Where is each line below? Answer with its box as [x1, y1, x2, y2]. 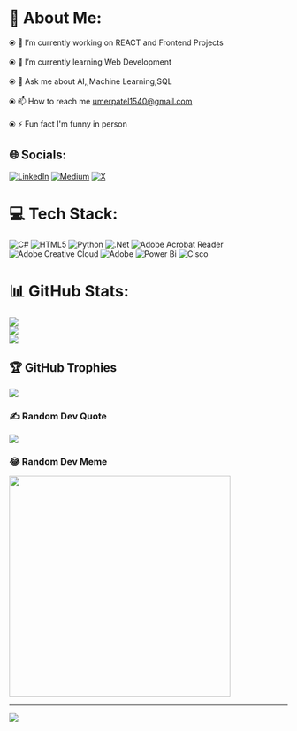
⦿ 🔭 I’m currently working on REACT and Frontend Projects [9, 37, 224, 48]
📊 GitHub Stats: [9, 281, 130, 301]
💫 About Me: [9, 8, 103, 28]
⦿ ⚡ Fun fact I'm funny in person [9, 119, 128, 129]
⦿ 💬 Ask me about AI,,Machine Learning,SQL [9, 75, 172, 87]
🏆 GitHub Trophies [9, 360, 118, 375]
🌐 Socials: [9, 148, 67, 163]
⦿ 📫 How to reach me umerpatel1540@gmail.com [9, 96, 193, 106]
